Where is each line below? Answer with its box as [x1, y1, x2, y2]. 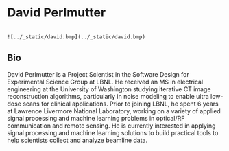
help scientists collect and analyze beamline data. [7, 136, 148, 144]
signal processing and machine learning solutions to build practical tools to [7, 128, 219, 137]
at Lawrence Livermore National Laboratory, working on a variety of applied [7, 106, 221, 115]
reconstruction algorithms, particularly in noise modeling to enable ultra [7, 92, 209, 100]
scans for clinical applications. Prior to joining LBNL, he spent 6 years [23, 100, 219, 108]
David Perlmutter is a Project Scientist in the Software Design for [7, 70, 190, 78]
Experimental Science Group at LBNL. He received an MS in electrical [7, 78, 204, 86]
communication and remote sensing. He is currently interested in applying [7, 121, 216, 130]
